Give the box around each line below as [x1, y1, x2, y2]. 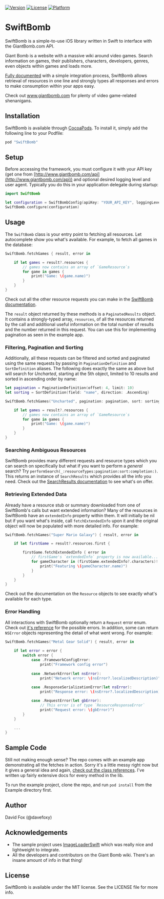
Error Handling [5, 608, 41, 615]
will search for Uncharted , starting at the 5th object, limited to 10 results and [5, 371, 158, 377]
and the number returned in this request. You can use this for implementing [5, 326, 156, 332]
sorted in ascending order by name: [5, 376, 77, 382]
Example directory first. [5, 787, 52, 793]
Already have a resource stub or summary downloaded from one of [5, 502, 141, 508]
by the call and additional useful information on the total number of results [5, 321, 154, 327]
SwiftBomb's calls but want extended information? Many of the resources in [5, 507, 158, 513]
